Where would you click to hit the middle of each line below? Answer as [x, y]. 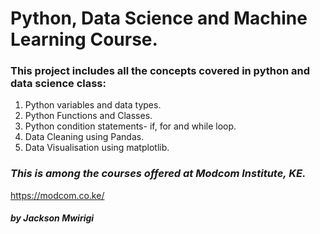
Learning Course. [84, 39]
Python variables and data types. [93, 105]
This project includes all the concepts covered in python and [160, 71]
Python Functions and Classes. [88, 116]
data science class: [58, 84]
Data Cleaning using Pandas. [84, 137]
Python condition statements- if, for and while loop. [130, 126]
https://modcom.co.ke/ [57, 195]
